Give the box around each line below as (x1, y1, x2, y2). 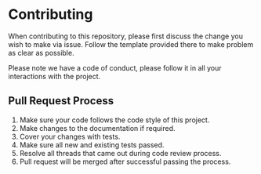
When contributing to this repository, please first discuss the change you (8, 31, 243, 41)
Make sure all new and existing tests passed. (19, 140, 165, 150)
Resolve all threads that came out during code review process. (19, 148, 222, 158)
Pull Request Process (8, 94, 114, 107)
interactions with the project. (8, 71, 101, 81)
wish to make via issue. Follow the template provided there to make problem (8, 39, 254, 49)
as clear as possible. (8, 48, 74, 57)
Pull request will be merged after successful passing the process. (19, 157, 231, 166)
